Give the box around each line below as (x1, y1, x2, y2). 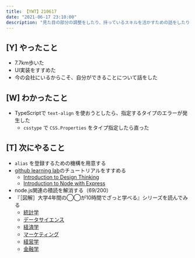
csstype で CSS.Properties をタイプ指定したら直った (23, 124, 149, 131)
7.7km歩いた (14, 59, 44, 66)
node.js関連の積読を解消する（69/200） (14, 186, 112, 193)
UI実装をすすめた (14, 67, 56, 74)
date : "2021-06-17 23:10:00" (6, 14, 77, 20)
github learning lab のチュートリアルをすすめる (14, 167, 127, 174)
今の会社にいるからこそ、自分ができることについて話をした (14, 74, 158, 81)
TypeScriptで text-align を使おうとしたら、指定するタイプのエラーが (14, 110, 183, 116)
